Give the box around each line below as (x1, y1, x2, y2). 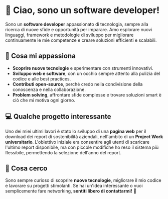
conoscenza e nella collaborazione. (12, 86, 86, 92)
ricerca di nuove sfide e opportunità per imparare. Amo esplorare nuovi (5, 26, 152, 32)
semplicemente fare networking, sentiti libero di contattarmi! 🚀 (5, 188, 137, 194)
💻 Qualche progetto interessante (5, 113, 111, 121)
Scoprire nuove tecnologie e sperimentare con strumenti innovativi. (12, 65, 153, 71)
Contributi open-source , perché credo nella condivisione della (12, 81, 143, 87)
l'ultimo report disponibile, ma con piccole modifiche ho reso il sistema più (5, 144, 159, 150)
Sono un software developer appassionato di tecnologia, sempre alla (5, 21, 149, 27)
